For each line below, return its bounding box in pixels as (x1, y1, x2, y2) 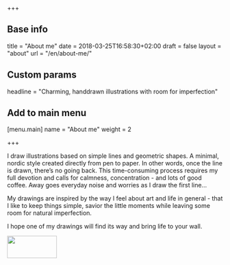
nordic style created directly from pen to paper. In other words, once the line (7, 159, 222, 168)
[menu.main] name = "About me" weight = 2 (7, 125, 132, 134)
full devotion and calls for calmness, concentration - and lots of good (7, 174, 202, 182)
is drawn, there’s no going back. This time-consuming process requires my (7, 166, 218, 175)
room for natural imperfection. (7, 209, 92, 217)
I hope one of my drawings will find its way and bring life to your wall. (7, 222, 203, 231)
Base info (7, 23, 48, 35)
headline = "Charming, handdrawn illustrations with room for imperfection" (7, 87, 218, 95)
